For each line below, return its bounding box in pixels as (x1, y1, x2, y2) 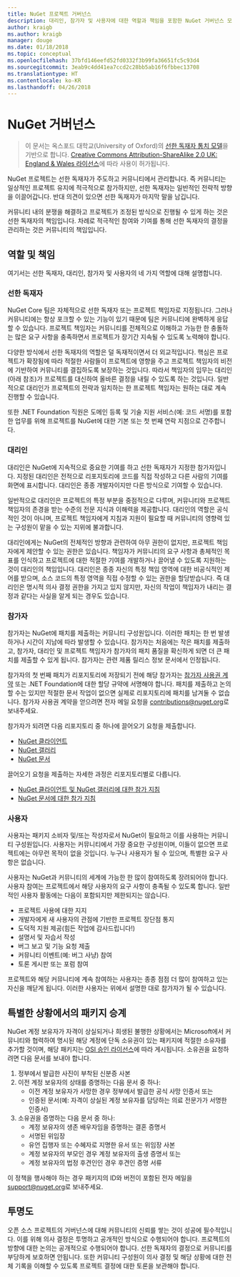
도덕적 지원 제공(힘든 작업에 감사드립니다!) (17, 924, 136, 933)
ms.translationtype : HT (7, 70, 79, 77)
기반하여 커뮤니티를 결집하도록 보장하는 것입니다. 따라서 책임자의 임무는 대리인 (14, 366, 233, 374)
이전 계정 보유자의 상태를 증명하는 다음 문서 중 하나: (17, 1078, 161, 1086)
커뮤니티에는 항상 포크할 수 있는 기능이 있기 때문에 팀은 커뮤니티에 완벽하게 (7, 315, 216, 324)
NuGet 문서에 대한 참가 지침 (17, 794, 96, 803)
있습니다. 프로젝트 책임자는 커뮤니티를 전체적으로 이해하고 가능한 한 (22, 324, 209, 332)
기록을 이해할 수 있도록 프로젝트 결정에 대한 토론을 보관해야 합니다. (14, 1261, 200, 1270)
